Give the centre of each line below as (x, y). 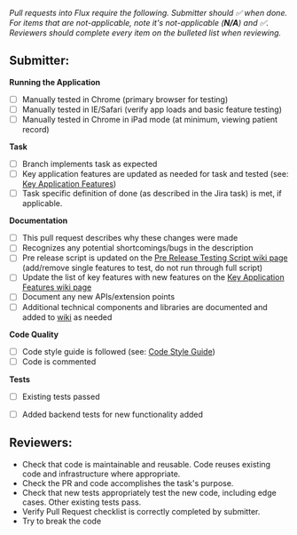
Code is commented (59, 361)
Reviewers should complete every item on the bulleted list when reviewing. (145, 33)
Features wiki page (57, 287)
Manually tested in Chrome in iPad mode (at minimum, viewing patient (149, 119)
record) (36, 129)
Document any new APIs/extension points (98, 297)
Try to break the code (62, 521)
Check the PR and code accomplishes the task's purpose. (128, 483)
